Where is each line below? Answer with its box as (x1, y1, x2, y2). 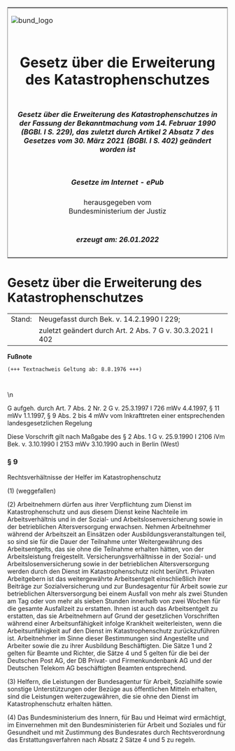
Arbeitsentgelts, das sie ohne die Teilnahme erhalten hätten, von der (7, 545, 204, 553)
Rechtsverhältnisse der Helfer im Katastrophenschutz (7, 472, 162, 482)
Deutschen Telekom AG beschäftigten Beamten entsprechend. (7, 664, 187, 672)
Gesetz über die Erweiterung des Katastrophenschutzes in (17, 109, 218, 119)
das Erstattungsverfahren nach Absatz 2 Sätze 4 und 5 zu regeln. (7, 735, 196, 744)
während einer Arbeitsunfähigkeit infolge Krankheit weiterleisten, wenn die (7, 619, 222, 627)
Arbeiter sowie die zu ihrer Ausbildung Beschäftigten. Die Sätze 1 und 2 (7, 641, 213, 650)
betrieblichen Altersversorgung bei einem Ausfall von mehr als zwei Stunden (7, 589, 228, 598)
